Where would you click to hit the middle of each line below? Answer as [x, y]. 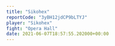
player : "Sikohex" [29, 23]
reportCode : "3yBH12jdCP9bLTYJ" [47, 17]
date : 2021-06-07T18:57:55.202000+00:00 [58, 34]
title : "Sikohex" [28, 12]
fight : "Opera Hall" [32, 28]
